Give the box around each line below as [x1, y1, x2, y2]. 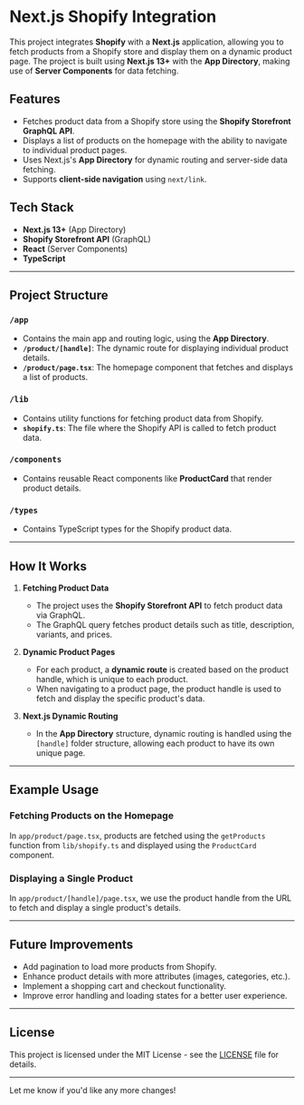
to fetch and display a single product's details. [9, 902, 182, 913]
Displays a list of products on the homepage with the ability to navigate [22, 134, 288, 146]
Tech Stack [9, 200, 74, 215]
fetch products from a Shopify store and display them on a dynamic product [9, 45, 292, 56]
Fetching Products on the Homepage [9, 809, 175, 822]
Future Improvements [9, 937, 134, 953]
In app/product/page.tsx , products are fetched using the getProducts [9, 830, 266, 841]
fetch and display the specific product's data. [35, 692, 205, 704]
